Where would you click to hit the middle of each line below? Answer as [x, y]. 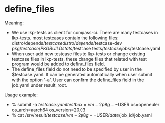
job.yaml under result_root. [40, 85]
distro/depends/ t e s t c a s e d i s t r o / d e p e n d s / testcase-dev [67, 43]
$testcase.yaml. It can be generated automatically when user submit [82, 74]
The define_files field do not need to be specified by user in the [77, 69]
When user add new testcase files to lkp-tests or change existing [78, 54]
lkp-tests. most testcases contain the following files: [65, 38]
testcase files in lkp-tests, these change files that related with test [79, 59]
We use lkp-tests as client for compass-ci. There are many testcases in [85, 32]
